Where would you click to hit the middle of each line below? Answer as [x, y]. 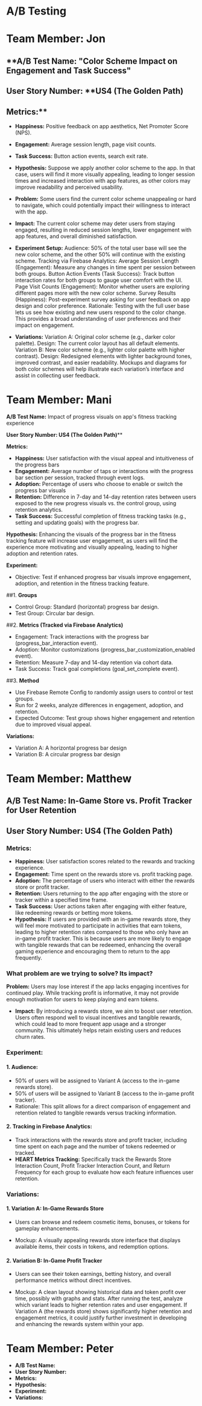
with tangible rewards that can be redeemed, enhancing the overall [98, 945]
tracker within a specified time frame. [62, 900]
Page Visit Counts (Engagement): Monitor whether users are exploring [102, 286]
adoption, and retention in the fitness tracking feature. [82, 583]
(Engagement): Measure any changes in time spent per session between [105, 267]
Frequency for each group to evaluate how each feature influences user [104, 1172]
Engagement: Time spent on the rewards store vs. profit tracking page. [104, 874]
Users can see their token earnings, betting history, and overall [93, 1274]
